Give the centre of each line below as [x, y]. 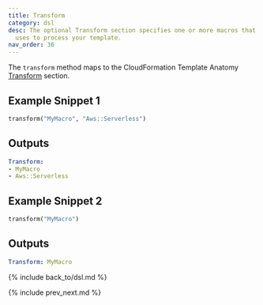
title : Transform [37, 15]
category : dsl [32, 23]
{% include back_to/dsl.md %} [58, 277]
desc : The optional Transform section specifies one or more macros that [132, 30]
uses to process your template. [69, 38]
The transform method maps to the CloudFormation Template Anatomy [124, 67]
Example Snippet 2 [55, 201]
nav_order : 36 [32, 45]
